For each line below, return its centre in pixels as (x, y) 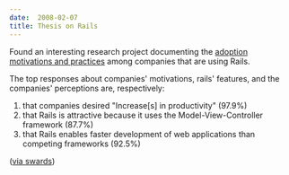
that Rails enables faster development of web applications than (139, 134)
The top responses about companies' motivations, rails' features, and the (144, 78)
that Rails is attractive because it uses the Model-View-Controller (142, 115)
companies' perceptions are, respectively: (87, 88)
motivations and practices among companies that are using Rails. (130, 61)
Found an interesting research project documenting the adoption (129, 51)
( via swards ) (32, 161)
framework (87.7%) (58, 124)
